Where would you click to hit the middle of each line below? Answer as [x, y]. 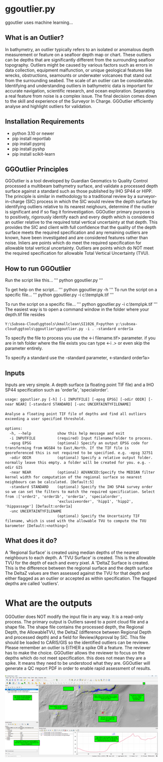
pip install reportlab [31, 138]
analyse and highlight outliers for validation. [49, 106]
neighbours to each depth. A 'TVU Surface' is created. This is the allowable [80, 557]
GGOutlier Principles [37, 169]
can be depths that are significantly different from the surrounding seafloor [80, 60]
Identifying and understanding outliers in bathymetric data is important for [79, 86]
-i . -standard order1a [109, 329]
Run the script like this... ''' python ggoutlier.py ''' [54, 280]
